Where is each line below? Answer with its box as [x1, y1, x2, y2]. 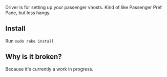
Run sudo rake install [5, 37, 54, 44]
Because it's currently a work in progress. [5, 66, 94, 72]
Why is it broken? [5, 53, 62, 61]
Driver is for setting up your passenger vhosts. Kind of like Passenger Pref [5, 5, 162, 10]
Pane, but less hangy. [5, 10, 51, 16]
